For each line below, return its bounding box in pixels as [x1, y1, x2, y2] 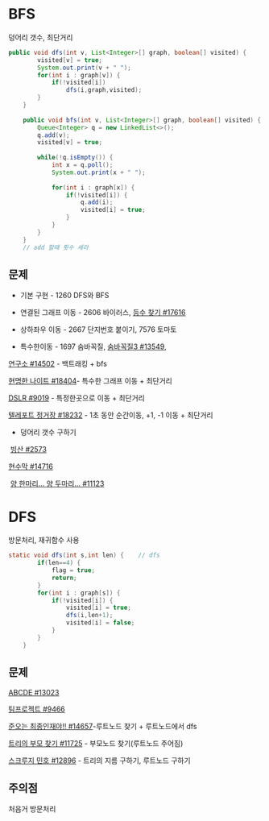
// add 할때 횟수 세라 [23, 243, 89, 251]
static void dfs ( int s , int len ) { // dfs [8, 551, 160, 560]
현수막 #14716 [8, 462, 54, 471]
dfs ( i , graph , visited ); [65, 86, 143, 94]
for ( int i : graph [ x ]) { [51, 183, 135, 192]
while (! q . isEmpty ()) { [37, 154, 114, 162]
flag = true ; [51, 566, 95, 574]
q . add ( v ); [37, 131, 70, 139]
